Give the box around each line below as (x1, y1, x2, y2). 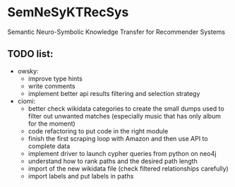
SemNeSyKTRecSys (7, 4, 129, 20)
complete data (28, 142, 71, 150)
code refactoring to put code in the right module (28, 126, 169, 135)
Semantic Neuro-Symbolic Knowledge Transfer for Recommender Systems (7, 28, 226, 36)
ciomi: (17, 97, 36, 105)
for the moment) (28, 119, 76, 128)
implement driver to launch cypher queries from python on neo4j (28, 149, 217, 157)
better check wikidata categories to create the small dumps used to (28, 104, 224, 113)
